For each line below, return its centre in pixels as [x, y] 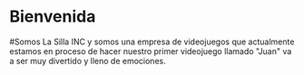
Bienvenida [53, 17]
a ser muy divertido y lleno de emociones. [88, 61]
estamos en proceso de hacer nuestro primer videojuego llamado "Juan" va [151, 51]
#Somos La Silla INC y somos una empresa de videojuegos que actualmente [152, 42]
